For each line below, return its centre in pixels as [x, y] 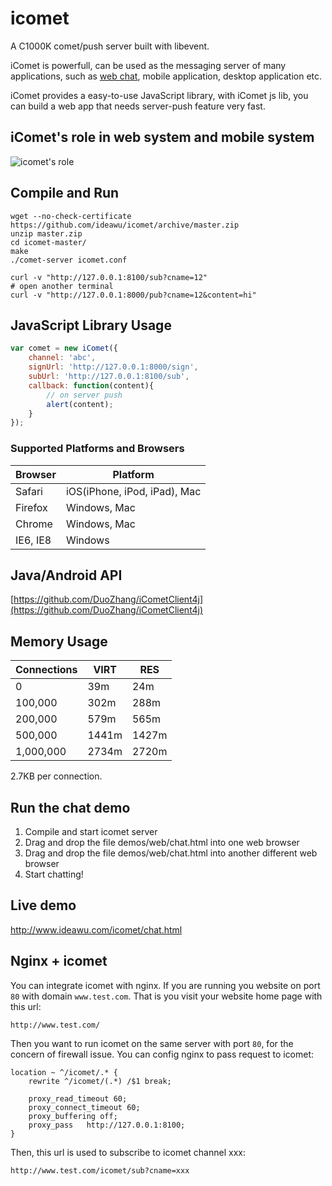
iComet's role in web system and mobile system [162, 137]
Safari [29, 491]
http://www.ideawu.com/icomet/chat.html [96, 929]
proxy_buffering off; [73, 1116]
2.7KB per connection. [56, 776]
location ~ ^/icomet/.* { [64, 1072]
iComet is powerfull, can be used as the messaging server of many [148, 65]
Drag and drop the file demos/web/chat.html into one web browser [162, 842]
